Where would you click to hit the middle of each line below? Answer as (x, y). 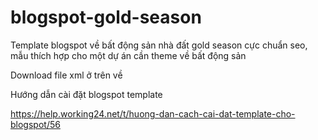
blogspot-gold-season (106, 17)
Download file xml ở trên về (66, 75)
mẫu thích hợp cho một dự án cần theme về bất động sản (128, 55)
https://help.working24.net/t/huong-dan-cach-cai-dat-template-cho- (153, 113)
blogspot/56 (35, 124)
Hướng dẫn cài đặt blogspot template (86, 94)
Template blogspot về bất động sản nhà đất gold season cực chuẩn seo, (159, 45)
